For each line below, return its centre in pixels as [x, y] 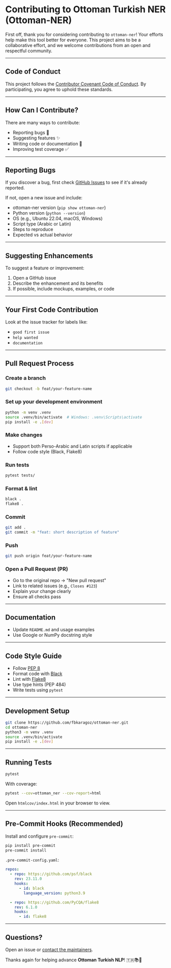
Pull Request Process [40, 364]
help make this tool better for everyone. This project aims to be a [73, 40]
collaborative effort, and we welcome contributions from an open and [78, 45]
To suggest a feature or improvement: [45, 268]
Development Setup [37, 711]
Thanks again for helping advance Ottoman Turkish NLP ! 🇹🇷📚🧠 [74, 960]
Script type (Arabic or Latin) [42, 224]
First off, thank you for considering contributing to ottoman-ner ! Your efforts [84, 34]
